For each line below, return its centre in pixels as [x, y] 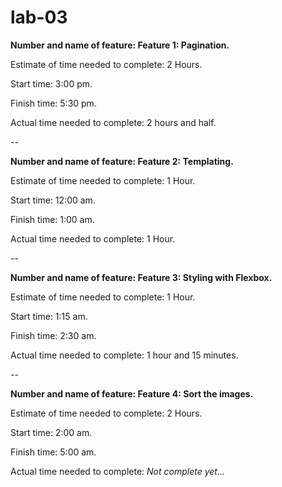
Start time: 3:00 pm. [51, 83]
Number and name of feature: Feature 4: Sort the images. [132, 393]
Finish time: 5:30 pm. [53, 103]
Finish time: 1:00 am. [52, 219]
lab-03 [39, 17]
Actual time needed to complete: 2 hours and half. [113, 122]
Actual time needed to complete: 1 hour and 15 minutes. [124, 355]
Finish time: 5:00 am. [53, 452]
